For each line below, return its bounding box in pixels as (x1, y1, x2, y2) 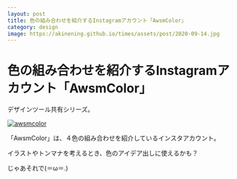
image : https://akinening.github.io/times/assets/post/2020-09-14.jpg (7, 30, 220, 37)
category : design (7, 23, 59, 30)
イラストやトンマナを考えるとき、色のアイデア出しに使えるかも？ (7, 149, 199, 158)
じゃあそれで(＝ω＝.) (7, 164, 69, 173)
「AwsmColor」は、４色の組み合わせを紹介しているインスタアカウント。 (7, 134, 221, 142)
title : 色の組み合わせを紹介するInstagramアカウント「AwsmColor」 (7, 17, 187, 24)
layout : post (7, 10, 46, 18)
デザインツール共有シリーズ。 (7, 105, 94, 114)
